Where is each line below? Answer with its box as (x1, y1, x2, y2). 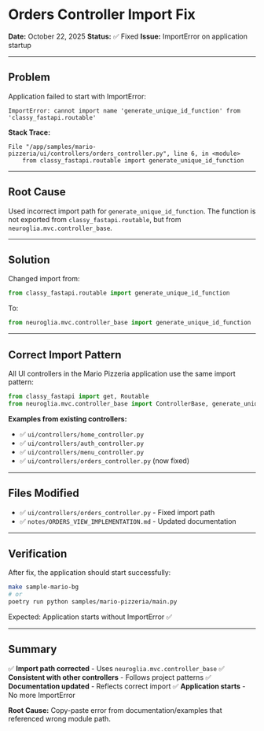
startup (8, 40, 31, 50)
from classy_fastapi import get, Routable (8, 392, 149, 400)
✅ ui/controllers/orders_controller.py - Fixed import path (19, 507, 215, 517)
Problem (8, 71, 51, 84)
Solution (8, 253, 50, 266)
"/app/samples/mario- (25, 143, 97, 150)
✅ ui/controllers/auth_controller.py (19, 438, 144, 447)
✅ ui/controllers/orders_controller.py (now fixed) (19, 455, 190, 466)
